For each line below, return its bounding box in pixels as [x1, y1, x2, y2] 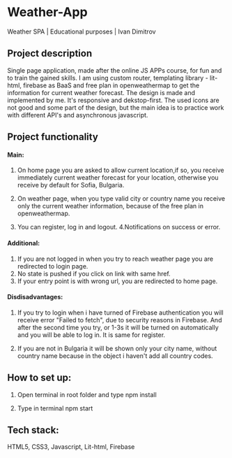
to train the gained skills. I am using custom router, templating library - [7, 73, 209, 82]
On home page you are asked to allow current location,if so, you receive [17, 166, 224, 175]
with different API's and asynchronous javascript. [7, 110, 148, 119]
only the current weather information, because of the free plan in [17, 202, 204, 210]
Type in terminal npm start [17, 403, 93, 413]
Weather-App [7, 4, 88, 20]
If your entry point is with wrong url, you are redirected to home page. [17, 277, 218, 285]
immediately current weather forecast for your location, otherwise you [17, 173, 219, 182]
